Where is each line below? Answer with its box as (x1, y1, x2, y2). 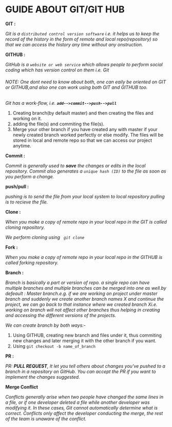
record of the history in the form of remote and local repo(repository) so (5, 36, 158, 42)
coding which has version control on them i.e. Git (5, 67, 109, 73)
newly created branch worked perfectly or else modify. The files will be (12, 132, 164, 138)
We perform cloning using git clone (5, 234, 85, 240)
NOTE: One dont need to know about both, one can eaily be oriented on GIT (5, 79, 166, 85)
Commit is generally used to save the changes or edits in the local (5, 163, 146, 169)
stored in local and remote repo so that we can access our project (12, 137, 152, 143)
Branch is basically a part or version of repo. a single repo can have (5, 280, 150, 286)
